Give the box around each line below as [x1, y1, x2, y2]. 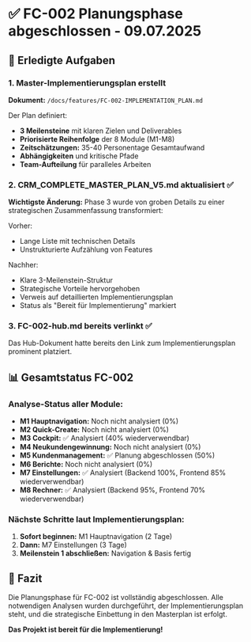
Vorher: [8, 221, 33, 230]
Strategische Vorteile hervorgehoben [19, 284, 140, 294]
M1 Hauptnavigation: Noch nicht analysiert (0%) [19, 416, 179, 426]
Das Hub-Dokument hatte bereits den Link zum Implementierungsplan [8, 338, 236, 348]
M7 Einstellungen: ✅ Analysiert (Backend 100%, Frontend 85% [19, 468, 227, 477]
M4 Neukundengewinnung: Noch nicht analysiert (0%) [19, 443, 201, 452]
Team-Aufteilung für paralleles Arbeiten [19, 159, 152, 169]
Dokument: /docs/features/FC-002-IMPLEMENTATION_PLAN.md [8, 95, 204, 104]
